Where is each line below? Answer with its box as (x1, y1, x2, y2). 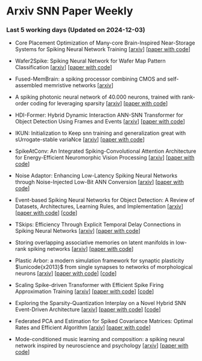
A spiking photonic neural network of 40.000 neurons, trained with (14, 93, 181, 100)
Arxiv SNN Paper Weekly (6, 4, 134, 18)
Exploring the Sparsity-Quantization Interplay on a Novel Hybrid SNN (14, 300, 186, 307)
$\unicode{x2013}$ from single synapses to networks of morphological (14, 264, 193, 271)
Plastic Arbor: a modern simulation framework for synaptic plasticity (14, 257, 185, 264)
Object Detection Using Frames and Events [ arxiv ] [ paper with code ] (14, 118, 185, 125)
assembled (14, 82, 43, 89)
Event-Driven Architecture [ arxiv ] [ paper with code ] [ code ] (14, 306, 161, 313)
